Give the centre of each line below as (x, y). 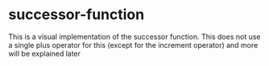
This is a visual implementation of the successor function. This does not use (134, 37)
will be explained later (45, 53)
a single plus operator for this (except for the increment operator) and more (133, 45)
